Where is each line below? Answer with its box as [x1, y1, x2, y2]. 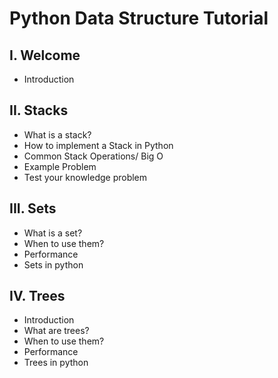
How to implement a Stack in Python [23, 139, 174, 151]
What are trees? [23, 325, 90, 337]
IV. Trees [9, 288, 66, 305]
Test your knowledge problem [23, 171, 148, 183]
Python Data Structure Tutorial [9, 7, 269, 30]
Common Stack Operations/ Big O [23, 150, 164, 162]
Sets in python [23, 258, 84, 271]
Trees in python [23, 357, 89, 369]
